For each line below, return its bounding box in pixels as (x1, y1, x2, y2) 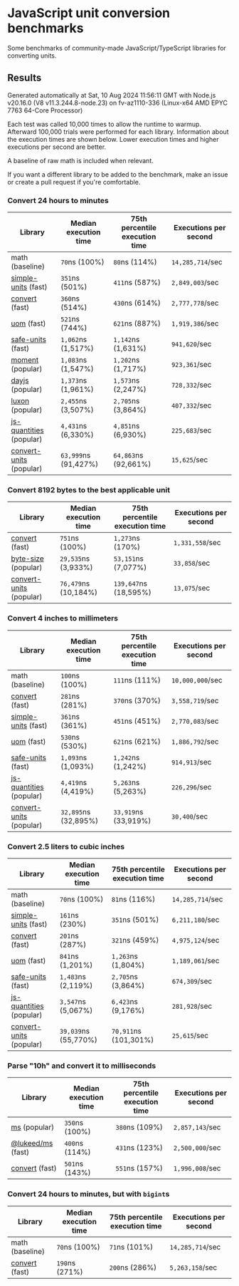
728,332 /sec (171, 380, 212, 390)
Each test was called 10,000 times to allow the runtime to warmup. (7, 120, 201, 128)
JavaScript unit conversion (7, 5, 171, 21)
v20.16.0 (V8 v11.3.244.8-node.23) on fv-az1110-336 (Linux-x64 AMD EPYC (7, 98, 228, 107)
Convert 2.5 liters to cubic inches (7, 841, 125, 851)
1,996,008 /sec (173, 1163, 221, 1173)
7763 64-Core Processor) (7, 105, 83, 115)
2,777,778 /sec (171, 298, 219, 308)
